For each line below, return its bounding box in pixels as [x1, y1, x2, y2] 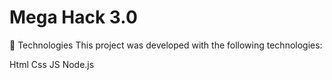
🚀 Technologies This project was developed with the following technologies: [9, 39, 323, 51]
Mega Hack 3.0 [9, 6, 138, 29]
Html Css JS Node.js [9, 58, 95, 70]
